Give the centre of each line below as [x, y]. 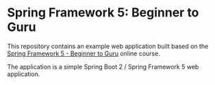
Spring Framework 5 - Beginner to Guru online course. [84, 53]
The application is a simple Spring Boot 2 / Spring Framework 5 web [103, 66]
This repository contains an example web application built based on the [108, 46]
